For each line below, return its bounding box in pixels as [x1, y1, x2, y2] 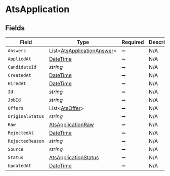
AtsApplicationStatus [49, 154, 99, 161]
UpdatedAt [8, 163, 31, 168]
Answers [8, 48, 26, 54]
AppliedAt [8, 56, 31, 62]
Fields [5, 24, 25, 32]
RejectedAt [8, 130, 34, 136]
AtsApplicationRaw [49, 121, 94, 128]
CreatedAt [8, 72, 31, 78]
